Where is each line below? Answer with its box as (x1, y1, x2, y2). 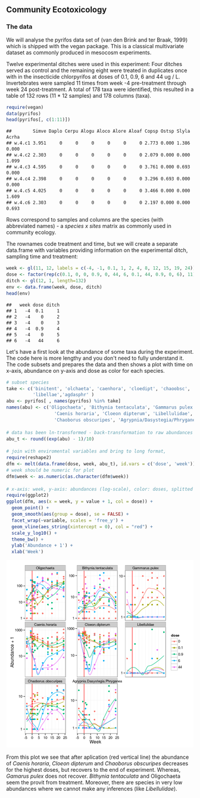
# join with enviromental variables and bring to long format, (6, 448, 167, 454)
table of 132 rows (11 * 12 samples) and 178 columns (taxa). (6, 92, 152, 99)
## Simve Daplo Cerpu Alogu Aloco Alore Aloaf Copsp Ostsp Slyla (6, 128, 190, 135)
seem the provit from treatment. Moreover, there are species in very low (6, 779, 183, 786)
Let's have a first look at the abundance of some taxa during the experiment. (6, 348, 194, 355)
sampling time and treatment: (6, 253, 79, 260)
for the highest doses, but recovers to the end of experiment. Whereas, (6, 766, 181, 774)
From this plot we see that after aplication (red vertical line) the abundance (6, 753, 189, 761)
